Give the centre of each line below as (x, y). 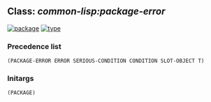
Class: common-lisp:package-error (86, 12)
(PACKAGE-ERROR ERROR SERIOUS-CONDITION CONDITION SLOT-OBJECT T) (106, 61)
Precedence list (34, 46)
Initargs (21, 78)
